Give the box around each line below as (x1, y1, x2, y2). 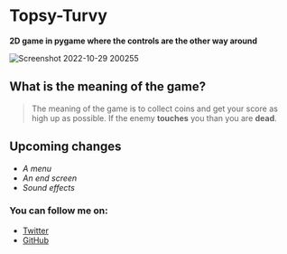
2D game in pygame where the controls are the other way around (9, 35, 258, 46)
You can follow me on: (9, 204, 108, 217)
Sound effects (22, 182, 75, 193)
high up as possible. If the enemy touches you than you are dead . (31, 112, 277, 123)
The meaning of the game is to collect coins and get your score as (31, 103, 278, 114)
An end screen (22, 173, 78, 183)
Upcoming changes (9, 139, 122, 155)
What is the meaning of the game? (9, 79, 206, 95)
